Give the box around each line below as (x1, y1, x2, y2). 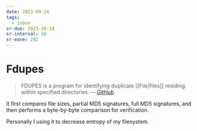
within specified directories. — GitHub (20, 88, 115, 96)
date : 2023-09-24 (6, 8, 50, 15)
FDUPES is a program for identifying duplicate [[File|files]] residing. (20, 82, 187, 89)
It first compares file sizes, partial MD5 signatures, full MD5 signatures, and (6, 100, 192, 107)
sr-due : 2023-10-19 (6, 25, 55, 32)
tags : (6, 14, 20, 20)
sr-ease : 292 (6, 36, 39, 42)
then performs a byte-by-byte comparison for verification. (6, 106, 149, 114)
